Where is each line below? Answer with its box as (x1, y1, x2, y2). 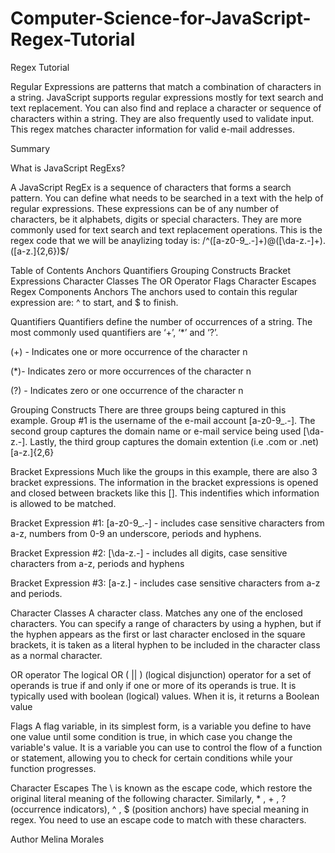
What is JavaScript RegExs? (10, 162, 126, 174)
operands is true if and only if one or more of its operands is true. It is (10, 679, 297, 691)
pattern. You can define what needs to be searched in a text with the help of (10, 192, 324, 204)
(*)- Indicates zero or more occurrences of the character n (10, 365, 252, 377)
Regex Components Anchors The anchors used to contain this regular (10, 285, 298, 297)
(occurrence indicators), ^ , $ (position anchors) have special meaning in (10, 803, 310, 815)
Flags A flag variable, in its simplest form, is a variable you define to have (10, 720, 312, 732)
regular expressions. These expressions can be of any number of (10, 202, 279, 214)
